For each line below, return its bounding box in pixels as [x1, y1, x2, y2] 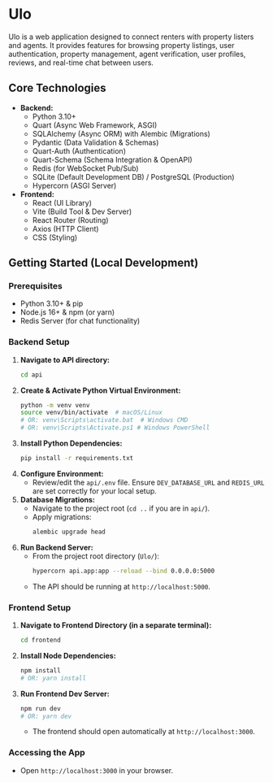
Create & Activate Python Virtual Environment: [19, 385, 181, 395]
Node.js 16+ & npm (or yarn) [19, 307, 115, 317]
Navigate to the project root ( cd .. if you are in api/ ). [32, 503, 210, 513]
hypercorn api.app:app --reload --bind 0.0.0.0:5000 [32, 567, 215, 575]
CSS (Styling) [32, 233, 78, 242]
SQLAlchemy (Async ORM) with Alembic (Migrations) [32, 128, 211, 138]
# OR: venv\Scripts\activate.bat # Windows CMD [19, 416, 188, 424]
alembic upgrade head [32, 528, 106, 536]
